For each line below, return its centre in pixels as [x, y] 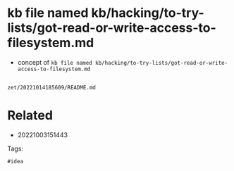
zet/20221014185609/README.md [52, 87]
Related [30, 116]
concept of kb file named [55, 62]
